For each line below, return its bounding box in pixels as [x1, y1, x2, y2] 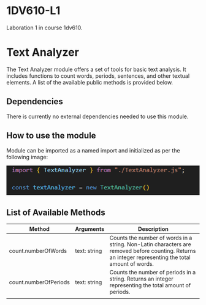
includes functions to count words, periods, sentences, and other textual [6, 72, 190, 80]
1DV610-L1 [6, 4, 61, 18]
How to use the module [6, 130, 96, 141]
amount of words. [109, 260, 154, 267]
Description [137, 225, 169, 233]
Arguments [75, 225, 105, 233]
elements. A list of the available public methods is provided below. [6, 78, 174, 86]
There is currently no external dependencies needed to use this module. [6, 113, 189, 120]
